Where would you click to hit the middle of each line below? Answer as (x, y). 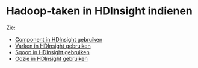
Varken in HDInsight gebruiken (53, 46)
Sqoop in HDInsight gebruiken (52, 52)
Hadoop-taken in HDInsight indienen (99, 11)
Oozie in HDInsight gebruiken (51, 58)
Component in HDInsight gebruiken (59, 39)
